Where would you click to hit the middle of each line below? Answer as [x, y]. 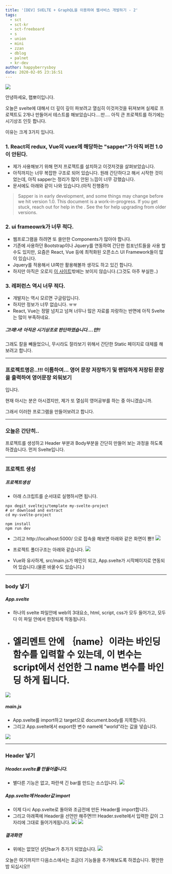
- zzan [17, 48]
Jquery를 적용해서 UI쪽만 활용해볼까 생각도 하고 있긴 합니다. [73, 265]
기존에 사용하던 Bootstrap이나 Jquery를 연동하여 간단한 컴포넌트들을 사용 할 [89, 246]
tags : [11, 15]
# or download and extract [34, 511]
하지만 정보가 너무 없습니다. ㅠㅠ [45, 304]
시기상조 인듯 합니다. [26, 121]
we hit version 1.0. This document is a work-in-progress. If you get [88, 202]
